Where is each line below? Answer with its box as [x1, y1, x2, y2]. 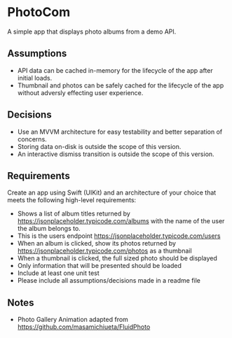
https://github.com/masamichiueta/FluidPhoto [17, 323, 151, 331]
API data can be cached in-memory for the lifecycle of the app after [17, 66, 213, 74]
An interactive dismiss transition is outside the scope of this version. [17, 150, 215, 158]
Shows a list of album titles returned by [17, 209, 131, 218]
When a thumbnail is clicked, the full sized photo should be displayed [17, 254, 217, 262]
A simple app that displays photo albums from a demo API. [7, 27, 177, 36]
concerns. [17, 134, 47, 143]
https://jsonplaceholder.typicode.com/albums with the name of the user [17, 217, 225, 225]
